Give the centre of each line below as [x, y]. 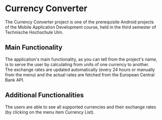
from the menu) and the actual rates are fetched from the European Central [80, 75]
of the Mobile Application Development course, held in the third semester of [81, 27]
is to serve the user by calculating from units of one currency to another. [77, 64]
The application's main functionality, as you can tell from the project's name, [81, 59]
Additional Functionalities [44, 95]
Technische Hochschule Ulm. [34, 32]
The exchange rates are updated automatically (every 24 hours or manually [80, 69]
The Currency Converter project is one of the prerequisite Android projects [79, 22]
